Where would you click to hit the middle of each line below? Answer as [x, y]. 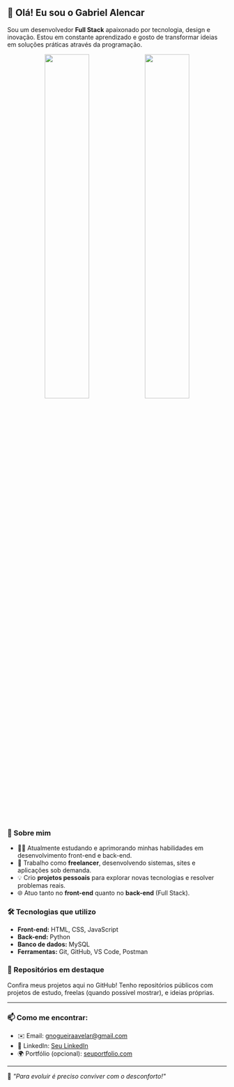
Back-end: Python [44, 937]
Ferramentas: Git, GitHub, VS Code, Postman [83, 952]
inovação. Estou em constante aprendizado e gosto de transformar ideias [112, 37]
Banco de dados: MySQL [54, 944]
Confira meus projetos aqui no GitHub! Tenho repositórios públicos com [110, 985]
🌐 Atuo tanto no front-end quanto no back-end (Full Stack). [103, 893]
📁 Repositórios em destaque [56, 970]
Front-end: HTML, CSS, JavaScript [68, 930]
